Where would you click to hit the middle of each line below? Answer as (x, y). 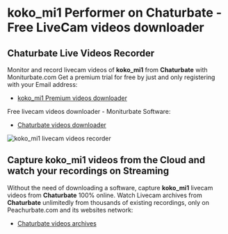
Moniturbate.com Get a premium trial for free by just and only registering (111, 77)
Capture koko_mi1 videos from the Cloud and (106, 160)
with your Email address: (42, 84)
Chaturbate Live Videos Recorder (81, 53)
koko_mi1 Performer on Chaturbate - (115, 13)
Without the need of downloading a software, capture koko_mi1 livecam (110, 187)
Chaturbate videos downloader (62, 125)
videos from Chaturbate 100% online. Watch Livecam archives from (105, 195)
